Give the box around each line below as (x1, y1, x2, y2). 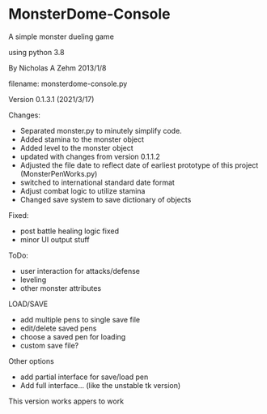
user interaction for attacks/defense (19, 266, 140, 275)
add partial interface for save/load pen (19, 372, 149, 382)
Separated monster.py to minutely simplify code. (19, 126, 182, 135)
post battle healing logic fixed (19, 226, 120, 236)
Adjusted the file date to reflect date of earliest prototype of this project (19, 160, 259, 170)
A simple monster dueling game (8, 32, 115, 41)
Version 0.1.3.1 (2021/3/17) (8, 94, 95, 104)
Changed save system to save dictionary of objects (19, 194, 192, 204)
